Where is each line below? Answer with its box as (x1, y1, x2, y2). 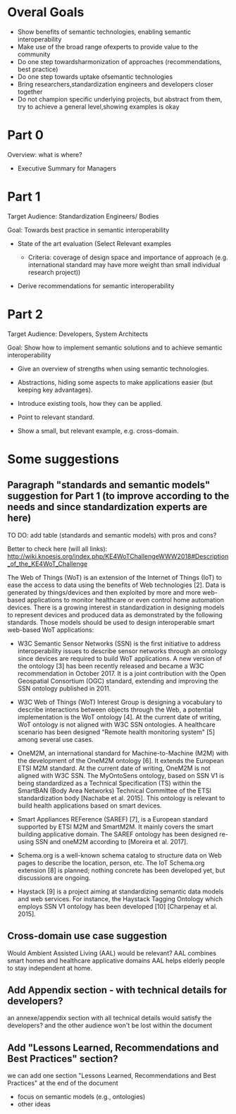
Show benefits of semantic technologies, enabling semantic (17, 27, 192, 36)
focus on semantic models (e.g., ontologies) (17, 1093, 146, 1101)
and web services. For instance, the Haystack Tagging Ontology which (17, 894, 223, 903)
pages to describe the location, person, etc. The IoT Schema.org (17, 858, 205, 867)
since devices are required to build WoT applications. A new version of (17, 654, 223, 662)
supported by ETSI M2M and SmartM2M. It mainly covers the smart (17, 822, 213, 831)
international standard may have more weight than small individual (27, 260, 221, 268)
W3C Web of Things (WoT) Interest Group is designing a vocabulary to (17, 698, 223, 706)
